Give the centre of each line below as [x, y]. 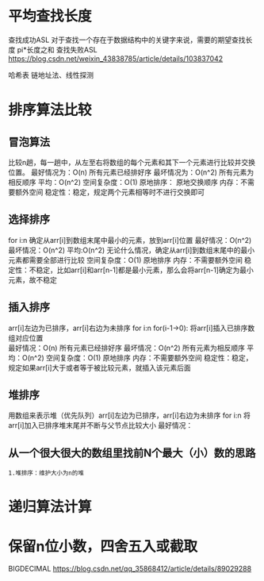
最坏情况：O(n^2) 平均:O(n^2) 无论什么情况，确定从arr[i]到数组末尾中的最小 [132, 250]
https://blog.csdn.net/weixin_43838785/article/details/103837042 [116, 58]
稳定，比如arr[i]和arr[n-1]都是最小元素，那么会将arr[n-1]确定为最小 [144, 270]
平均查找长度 [50, 16]
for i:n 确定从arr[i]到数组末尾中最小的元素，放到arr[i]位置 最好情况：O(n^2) [130, 240]
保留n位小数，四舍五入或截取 [103, 546]
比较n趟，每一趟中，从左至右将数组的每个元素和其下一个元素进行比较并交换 [132, 162]
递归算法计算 [50, 507]
